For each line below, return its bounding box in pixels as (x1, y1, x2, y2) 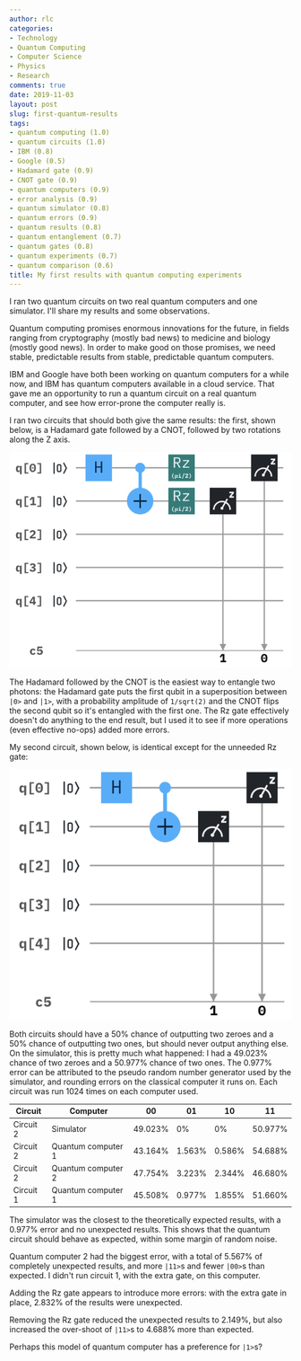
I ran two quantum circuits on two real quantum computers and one (9, 296, 258, 307)
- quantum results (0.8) (9, 223, 102, 233)
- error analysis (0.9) (9, 194, 99, 204)
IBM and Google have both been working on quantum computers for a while (9, 369, 289, 380)
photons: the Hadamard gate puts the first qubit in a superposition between (9, 685, 288, 696)
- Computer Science (9, 52, 82, 62)
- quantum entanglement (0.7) (9, 233, 123, 242)
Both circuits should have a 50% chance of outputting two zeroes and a (9, 1029, 274, 1039)
